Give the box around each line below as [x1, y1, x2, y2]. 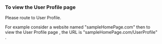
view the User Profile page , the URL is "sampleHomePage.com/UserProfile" [5, 29, 158, 35]
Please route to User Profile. [5, 15, 62, 21]
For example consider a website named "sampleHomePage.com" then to [5, 24, 150, 30]
